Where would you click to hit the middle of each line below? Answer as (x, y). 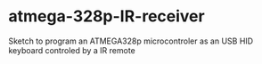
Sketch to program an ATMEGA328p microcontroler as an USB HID (131, 41)
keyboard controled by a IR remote (72, 50)
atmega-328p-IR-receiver (107, 16)
